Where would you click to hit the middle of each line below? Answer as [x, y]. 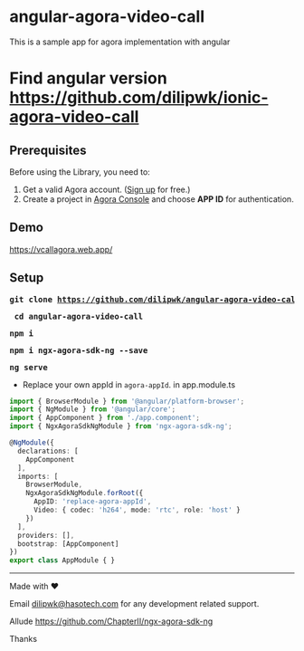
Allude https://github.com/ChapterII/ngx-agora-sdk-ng [111, 621]
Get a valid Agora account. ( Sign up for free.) [106, 189]
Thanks [24, 639]
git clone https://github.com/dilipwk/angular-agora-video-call [155, 299]
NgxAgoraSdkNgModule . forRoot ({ [85, 493]
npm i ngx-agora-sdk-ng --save [79, 350]
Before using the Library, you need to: [80, 172]
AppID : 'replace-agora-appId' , [92, 502]
